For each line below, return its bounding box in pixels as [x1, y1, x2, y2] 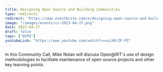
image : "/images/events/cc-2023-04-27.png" [5, 20, 95, 25]
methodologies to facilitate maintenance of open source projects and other [5, 56, 155, 62]
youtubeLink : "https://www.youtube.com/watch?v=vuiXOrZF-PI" [5, 38, 131, 43]
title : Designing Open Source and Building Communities [5, 7, 120, 12]
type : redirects [5, 12, 38, 16]
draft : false [5, 29, 32, 34]
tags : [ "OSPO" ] [5, 34, 36, 39]
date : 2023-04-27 [5, 25, 40, 30]
